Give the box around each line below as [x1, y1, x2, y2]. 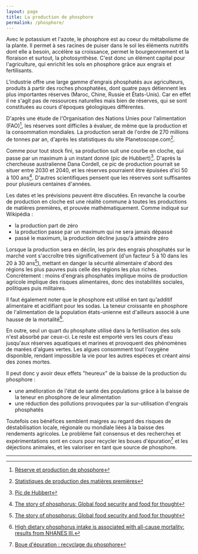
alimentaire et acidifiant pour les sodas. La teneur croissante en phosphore [6, 302, 188, 309]
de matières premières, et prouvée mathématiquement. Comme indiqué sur [6, 205, 189, 211]
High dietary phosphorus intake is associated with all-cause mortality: [14, 523, 184, 530]
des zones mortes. [6, 358, 51, 365]
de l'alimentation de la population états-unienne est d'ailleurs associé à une [6, 308, 190, 315]
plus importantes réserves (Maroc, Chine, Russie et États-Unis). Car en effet [6, 91, 191, 98]
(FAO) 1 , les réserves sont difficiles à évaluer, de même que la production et [6, 121, 187, 130]
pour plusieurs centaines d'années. [6, 180, 92, 187]
